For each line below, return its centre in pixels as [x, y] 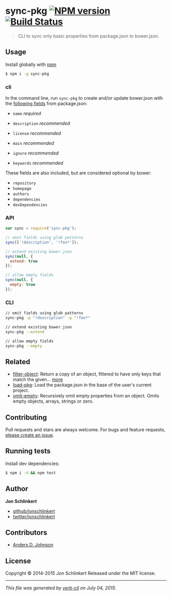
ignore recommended [36, 153]
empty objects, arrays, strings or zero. [53, 401]
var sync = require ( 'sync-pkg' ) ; [41, 228]
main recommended [33, 143]
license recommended [37, 133]
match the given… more [38, 380]
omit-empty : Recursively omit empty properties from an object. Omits [86, 396]
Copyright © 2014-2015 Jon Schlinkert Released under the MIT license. [81, 573]
